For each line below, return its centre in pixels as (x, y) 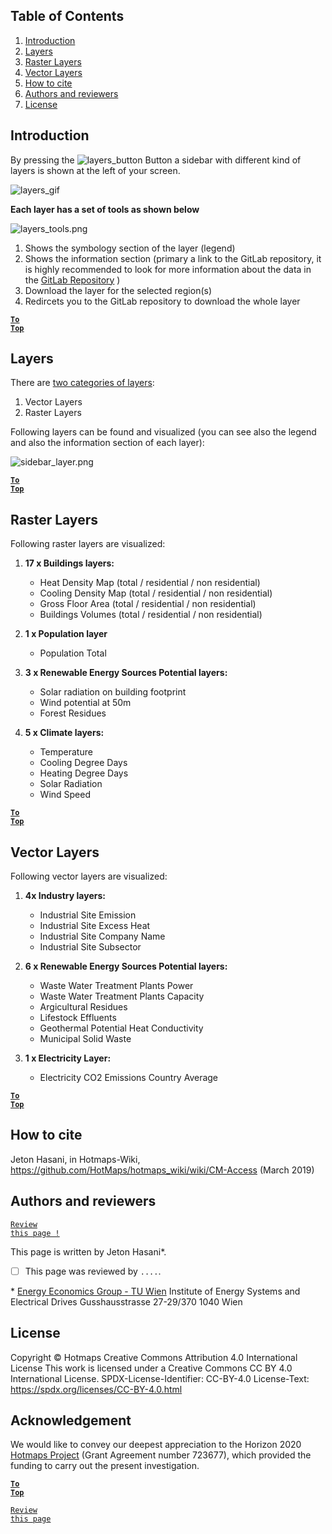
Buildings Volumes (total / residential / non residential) (151, 615)
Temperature (66, 752)
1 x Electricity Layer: (68, 1058)
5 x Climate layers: (64, 733)
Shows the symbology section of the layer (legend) (130, 248)
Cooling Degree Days (83, 763)
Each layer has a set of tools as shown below (105, 209)
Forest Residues (73, 713)
